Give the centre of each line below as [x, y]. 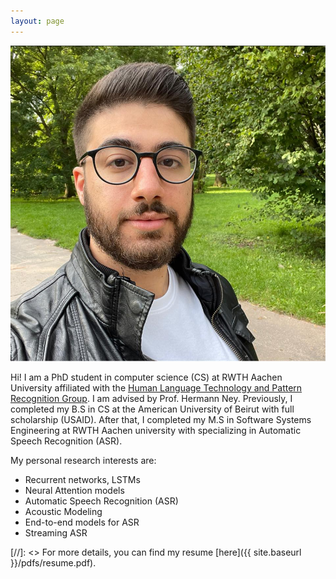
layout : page [37, 21]
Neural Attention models [74, 490]
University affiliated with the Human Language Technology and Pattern [156, 387]
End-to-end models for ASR [82, 522]
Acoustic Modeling [63, 511]
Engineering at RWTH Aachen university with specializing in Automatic [156, 430]
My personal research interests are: [83, 460]
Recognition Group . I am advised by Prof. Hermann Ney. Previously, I [151, 398]
